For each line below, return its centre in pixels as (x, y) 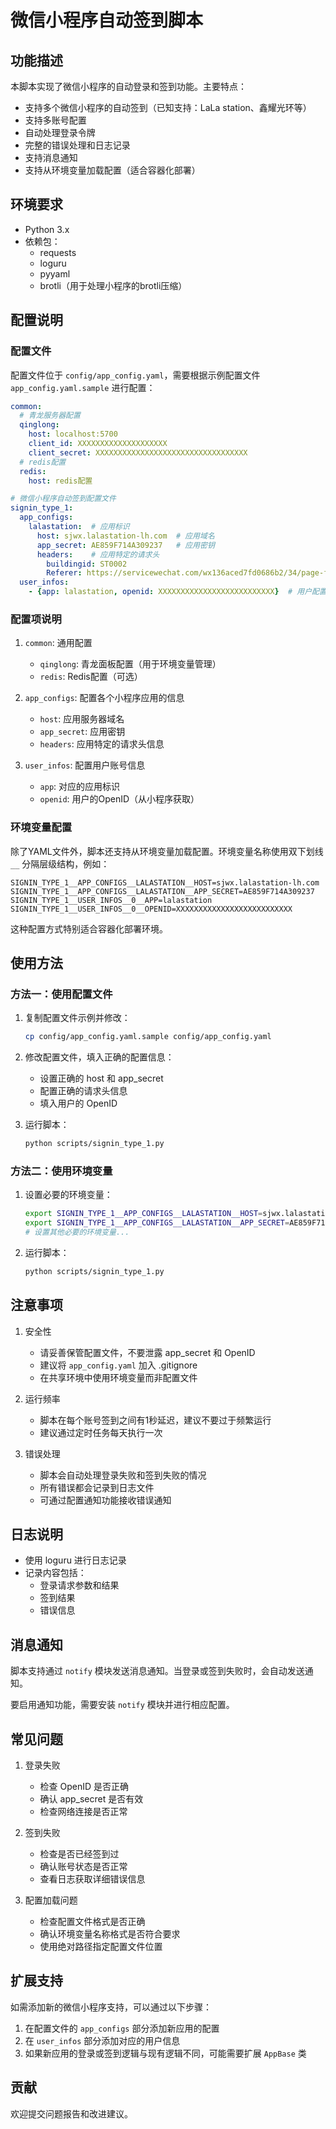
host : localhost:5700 (73, 434)
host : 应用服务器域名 (82, 719)
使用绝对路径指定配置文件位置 (101, 1947)
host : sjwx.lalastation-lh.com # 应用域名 (125, 536)
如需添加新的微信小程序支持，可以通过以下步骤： (111, 2007)
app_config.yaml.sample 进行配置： (83, 387)
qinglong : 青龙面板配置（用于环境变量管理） (130, 664)
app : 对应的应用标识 (80, 787)
